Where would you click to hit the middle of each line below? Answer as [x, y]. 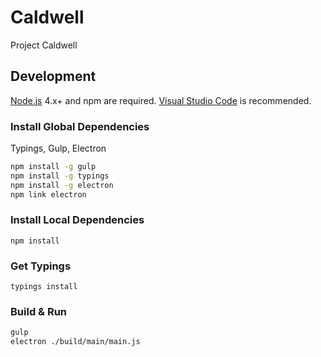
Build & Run [39, 312]
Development [53, 76]
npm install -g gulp [53, 167]
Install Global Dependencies [80, 126]
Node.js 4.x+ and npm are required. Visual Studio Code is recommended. [161, 100]
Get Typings [41, 266]
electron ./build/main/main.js [75, 342]
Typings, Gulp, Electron [58, 148]
